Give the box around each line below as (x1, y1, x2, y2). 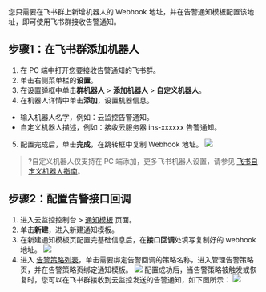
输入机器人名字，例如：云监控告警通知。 (19, 112, 154, 122)
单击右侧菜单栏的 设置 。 (19, 75, 98, 85)
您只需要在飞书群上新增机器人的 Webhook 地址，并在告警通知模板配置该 (8, 7, 248, 16)
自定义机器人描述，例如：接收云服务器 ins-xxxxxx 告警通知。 (19, 122, 222, 132)
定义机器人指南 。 (27, 166, 85, 176)
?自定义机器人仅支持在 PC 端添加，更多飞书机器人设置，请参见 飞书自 (27, 156, 258, 166)
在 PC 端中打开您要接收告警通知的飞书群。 (19, 65, 160, 74)
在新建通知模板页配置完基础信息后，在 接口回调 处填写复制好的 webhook (19, 234, 256, 244)
